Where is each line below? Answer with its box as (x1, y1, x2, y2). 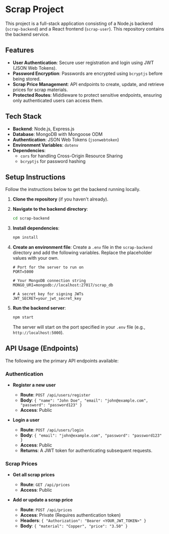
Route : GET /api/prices (20, 482, 70, 488)
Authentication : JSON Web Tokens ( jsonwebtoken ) (12, 136, 120, 143)
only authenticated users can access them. (12, 97, 103, 103)
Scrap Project (5, 4, 64, 15)
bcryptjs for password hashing (20, 158, 86, 164)
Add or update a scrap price (12, 497, 73, 503)
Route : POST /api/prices (20, 507, 72, 513)
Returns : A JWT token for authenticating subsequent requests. (20, 447, 153, 454)
